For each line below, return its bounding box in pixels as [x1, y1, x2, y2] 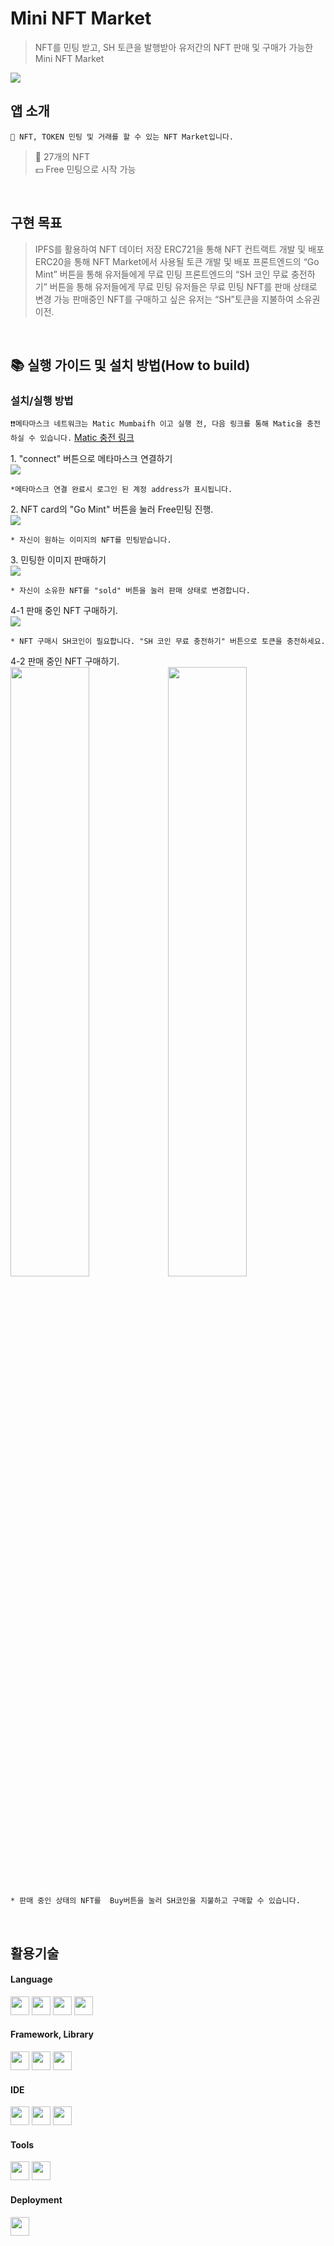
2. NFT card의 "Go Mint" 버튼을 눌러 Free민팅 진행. [10, 503, 214, 516]
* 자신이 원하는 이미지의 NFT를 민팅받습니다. [10, 535, 172, 546]
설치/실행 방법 [10, 393, 74, 407]
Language [10, 1973, 53, 1986]
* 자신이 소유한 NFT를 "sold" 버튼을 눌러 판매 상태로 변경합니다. [10, 586, 251, 596]
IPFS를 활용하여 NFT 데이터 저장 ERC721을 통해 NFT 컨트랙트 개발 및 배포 [34, 243, 325, 255]
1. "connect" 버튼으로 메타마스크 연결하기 [10, 453, 173, 465]
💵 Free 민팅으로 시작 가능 [34, 163, 137, 175]
